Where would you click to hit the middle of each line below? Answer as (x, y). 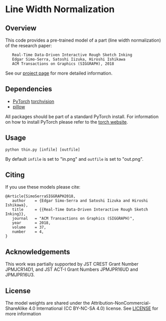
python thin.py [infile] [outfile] (43, 150)
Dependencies (29, 89)
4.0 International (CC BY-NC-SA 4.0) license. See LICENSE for (93, 308)
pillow (19, 106)
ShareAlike (16, 308)
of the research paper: (29, 46)
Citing (15, 175)
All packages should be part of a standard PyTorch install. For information (82, 116)
